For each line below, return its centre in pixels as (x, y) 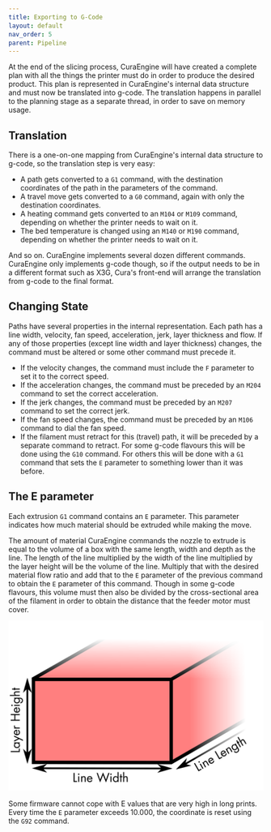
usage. (20, 110)
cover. (19, 609)
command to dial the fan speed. (73, 428)
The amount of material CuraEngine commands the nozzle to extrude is (127, 540)
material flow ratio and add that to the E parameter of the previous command (135, 575)
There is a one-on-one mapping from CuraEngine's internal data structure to (136, 155)
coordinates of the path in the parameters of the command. (119, 188)
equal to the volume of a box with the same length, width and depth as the (132, 549)
